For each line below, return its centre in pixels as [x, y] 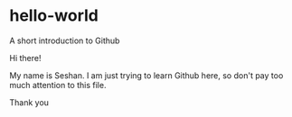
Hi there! [25, 58]
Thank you [29, 102]
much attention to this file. [58, 85]
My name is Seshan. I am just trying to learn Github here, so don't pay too [146, 75]
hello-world [54, 16]
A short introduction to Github [65, 40]
